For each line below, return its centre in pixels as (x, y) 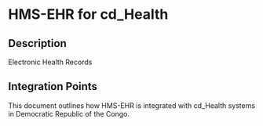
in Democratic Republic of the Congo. (69, 113)
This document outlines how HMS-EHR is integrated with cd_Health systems (132, 105)
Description (37, 43)
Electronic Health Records (50, 62)
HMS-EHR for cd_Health (88, 14)
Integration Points (53, 86)
